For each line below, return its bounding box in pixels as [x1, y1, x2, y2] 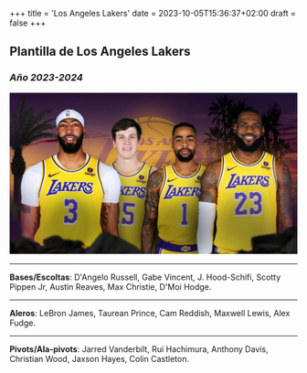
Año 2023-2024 [9, 71, 84, 84]
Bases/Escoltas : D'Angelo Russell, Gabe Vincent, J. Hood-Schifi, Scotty [9, 272, 281, 282]
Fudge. [9, 317, 37, 328]
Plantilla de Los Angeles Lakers [9, 44, 191, 59]
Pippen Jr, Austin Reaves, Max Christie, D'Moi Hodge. [9, 282, 212, 293]
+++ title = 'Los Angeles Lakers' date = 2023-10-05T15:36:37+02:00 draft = [9, 8, 297, 18]
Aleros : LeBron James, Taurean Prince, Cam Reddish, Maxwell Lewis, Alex [9, 308, 291, 319]
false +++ [9, 17, 47, 28]
